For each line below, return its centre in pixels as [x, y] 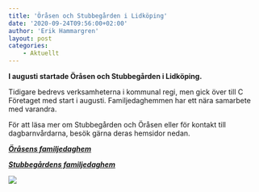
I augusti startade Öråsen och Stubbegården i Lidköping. [105, 76]
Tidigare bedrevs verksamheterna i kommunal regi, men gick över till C [126, 92]
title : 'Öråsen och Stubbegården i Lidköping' [88, 16]
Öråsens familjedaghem [50, 149]
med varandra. [33, 109]
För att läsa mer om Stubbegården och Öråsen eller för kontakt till [117, 125]
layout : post [30, 38]
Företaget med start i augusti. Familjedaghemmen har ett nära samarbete [130, 100]
